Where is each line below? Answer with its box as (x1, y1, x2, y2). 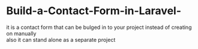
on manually (6, 30, 37, 37)
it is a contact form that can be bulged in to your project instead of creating (6, 24, 192, 31)
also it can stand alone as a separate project (6, 36, 116, 43)
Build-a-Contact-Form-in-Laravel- (6, 4, 182, 18)
